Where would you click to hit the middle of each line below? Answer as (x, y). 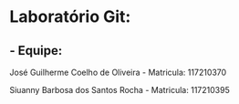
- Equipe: (36, 51)
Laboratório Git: (70, 17)
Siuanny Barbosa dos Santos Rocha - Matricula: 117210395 (119, 90)
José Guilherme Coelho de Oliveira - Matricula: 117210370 (118, 72)
